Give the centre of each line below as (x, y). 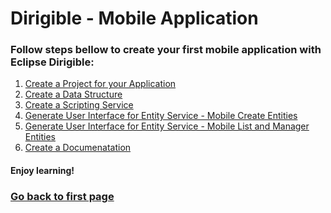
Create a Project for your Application (100, 84)
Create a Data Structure (73, 94)
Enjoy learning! (42, 171)
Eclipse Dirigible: (52, 62)
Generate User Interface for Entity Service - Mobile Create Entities (161, 116)
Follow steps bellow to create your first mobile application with (166, 50)
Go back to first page (62, 196)
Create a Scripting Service (79, 105)
